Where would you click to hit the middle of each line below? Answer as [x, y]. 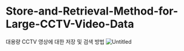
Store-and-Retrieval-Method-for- [92, 11]
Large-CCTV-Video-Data [70, 24]
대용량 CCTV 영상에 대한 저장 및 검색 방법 [55, 41]
